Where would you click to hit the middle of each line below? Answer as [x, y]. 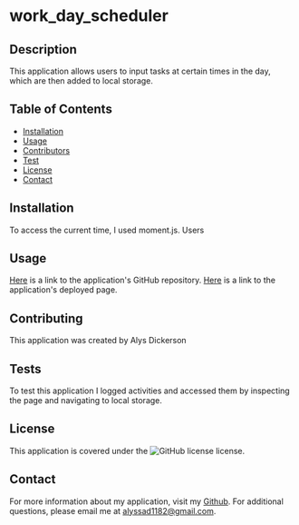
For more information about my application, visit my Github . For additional [146, 501]
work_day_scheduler [89, 16]
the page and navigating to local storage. [86, 401]
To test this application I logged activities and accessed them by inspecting [149, 391]
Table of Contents [61, 109]
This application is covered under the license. [127, 451]
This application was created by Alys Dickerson [98, 341]
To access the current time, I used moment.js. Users [107, 230]
